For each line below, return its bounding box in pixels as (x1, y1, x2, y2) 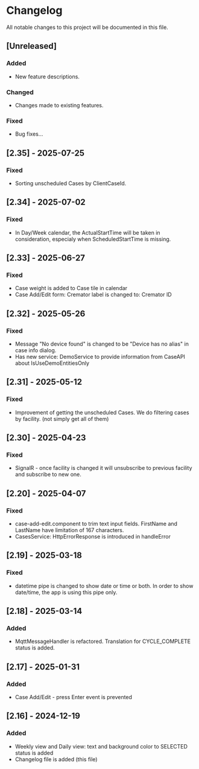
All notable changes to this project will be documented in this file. (6, 24, 169, 31)
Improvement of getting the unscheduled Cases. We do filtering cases (14, 408, 189, 416)
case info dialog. (14, 346, 57, 353)
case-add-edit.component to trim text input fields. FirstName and (14, 520, 178, 528)
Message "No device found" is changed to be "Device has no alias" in (14, 340, 189, 347)
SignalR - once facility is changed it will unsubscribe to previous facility (14, 464, 192, 472)
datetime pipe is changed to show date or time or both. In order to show (14, 582, 194, 589)
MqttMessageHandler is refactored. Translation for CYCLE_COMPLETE (14, 638, 191, 645)
